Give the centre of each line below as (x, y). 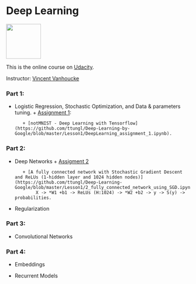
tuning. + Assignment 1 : (43, 113)
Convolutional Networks (44, 236)
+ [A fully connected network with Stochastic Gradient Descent (102, 172)
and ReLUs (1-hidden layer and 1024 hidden (68, 177)
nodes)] (134, 177)
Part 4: (16, 252)
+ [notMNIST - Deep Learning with (65, 124)
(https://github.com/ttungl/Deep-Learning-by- (72, 129)
